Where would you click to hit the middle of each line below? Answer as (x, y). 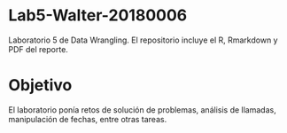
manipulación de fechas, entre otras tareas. (88, 119)
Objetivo (40, 86)
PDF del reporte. (38, 49)
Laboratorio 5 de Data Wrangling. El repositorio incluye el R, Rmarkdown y (143, 40)
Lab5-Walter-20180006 (98, 16)
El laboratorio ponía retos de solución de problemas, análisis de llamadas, (142, 110)
